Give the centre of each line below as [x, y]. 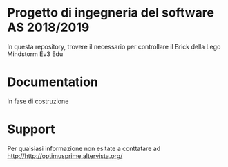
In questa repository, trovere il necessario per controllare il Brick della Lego [114, 46]
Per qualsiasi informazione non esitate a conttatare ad [84, 148]
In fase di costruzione [38, 101]
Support [31, 129]
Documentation [53, 82]
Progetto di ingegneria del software [111, 13]
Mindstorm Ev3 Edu [35, 54]
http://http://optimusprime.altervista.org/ [65, 156]
